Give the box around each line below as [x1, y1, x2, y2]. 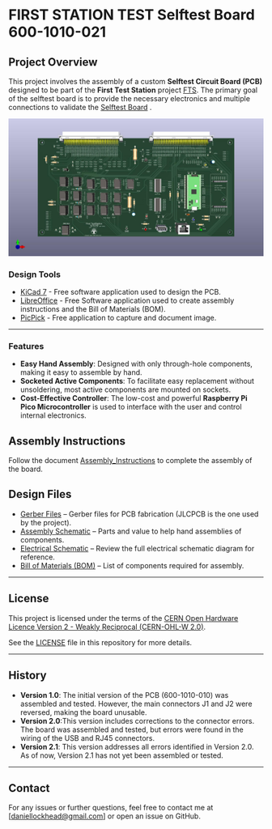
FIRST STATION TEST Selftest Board [8, 6, 255, 24]
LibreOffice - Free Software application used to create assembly [19, 295, 235, 305]
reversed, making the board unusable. [19, 707, 147, 717]
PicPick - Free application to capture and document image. [19, 312, 217, 322]
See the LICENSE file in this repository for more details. [8, 637, 193, 647]
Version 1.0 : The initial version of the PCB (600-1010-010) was [19, 690, 229, 699]
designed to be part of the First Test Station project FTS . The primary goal [8, 85, 257, 95]
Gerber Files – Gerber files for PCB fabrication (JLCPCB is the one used [19, 508, 259, 519]
